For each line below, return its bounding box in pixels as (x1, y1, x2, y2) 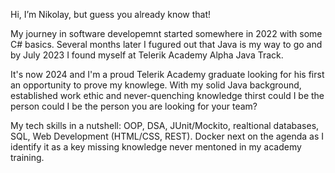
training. (10, 152, 45, 163)
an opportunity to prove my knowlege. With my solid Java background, (10, 79, 302, 91)
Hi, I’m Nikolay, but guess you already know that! (10, 9, 212, 20)
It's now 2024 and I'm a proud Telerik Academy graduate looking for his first (10, 69, 325, 80)
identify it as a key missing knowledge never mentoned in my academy (10, 141, 302, 153)
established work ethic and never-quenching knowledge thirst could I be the (10, 90, 325, 101)
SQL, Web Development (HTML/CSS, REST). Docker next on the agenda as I (10, 130, 324, 142)
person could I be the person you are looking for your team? (10, 100, 258, 112)
